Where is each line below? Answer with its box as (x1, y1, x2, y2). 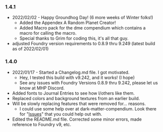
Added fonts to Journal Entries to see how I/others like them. (12, 90, 135, 96)
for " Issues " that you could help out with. (19, 111, 102, 117)
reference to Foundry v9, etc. (12, 121, 71, 127)
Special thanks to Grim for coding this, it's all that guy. (19, 35, 129, 41)
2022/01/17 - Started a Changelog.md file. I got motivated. (12, 69, 130, 75)
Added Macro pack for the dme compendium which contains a (19, 25, 146, 31)
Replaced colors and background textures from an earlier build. (12, 95, 140, 101)
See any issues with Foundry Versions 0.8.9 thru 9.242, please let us (19, 79, 158, 85)
